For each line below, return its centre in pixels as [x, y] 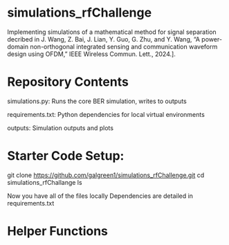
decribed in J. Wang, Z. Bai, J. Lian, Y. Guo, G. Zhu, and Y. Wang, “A [104, 39]
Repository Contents [68, 82]
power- [212, 39]
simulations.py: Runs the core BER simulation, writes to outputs [97, 101]
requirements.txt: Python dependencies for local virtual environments [106, 114]
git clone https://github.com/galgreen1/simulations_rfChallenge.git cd [106, 175]
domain [18, 46]
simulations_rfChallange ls [45, 182]
